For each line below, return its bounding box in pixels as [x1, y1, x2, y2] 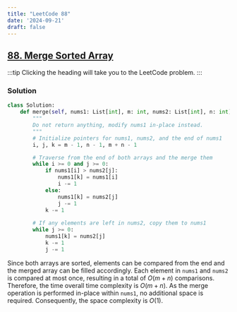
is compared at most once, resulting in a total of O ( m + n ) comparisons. [7, 273, 215, 282]
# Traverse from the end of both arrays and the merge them [32, 154, 213, 161]
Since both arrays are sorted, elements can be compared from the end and [7, 258, 225, 267]
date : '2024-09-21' [7, 17, 65, 24]
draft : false [7, 23, 46, 30]
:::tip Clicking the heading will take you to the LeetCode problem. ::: [7, 68, 202, 77]
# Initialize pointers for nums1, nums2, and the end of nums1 [32, 135, 222, 142]
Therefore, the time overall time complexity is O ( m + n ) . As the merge [7, 281, 209, 289]
